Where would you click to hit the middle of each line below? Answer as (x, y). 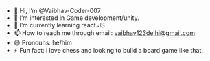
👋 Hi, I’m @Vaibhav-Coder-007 (57, 11)
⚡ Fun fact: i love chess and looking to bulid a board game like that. (108, 50)
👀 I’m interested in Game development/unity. (76, 18)
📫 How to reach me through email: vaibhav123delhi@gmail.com (104, 33)
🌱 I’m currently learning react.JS (59, 25)
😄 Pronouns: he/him (43, 42)
